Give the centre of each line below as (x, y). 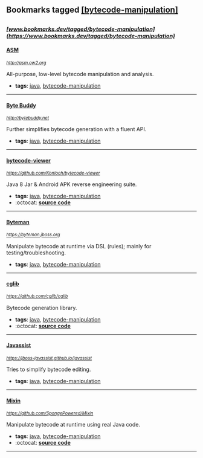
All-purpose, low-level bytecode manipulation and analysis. (80, 74)
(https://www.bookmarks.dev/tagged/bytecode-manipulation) (91, 36)
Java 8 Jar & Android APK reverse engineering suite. (72, 184)
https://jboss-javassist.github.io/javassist (49, 358)
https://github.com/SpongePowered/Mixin (50, 413)
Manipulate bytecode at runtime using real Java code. (73, 425)
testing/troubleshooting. (36, 253)
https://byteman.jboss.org (33, 235)
